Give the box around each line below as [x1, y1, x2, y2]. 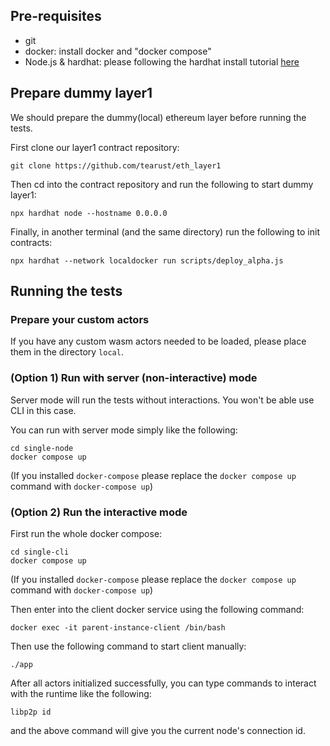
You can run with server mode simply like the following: [10, 424, 238, 436]
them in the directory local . [10, 346, 124, 358]
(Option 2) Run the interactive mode [10, 505, 188, 519]
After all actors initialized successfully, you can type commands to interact [10, 677, 317, 689]
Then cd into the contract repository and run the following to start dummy [10, 178, 314, 190]
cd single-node [10, 443, 74, 453]
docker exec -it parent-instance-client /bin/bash [10, 622, 226, 633]
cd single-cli [10, 547, 70, 557]
